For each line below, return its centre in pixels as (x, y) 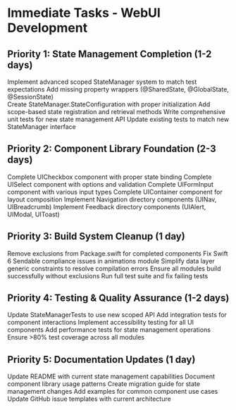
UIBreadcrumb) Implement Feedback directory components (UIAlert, (107, 206)
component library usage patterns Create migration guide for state (104, 384)
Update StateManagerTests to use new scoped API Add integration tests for (117, 315)
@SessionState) (31, 97)
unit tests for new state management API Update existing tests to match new (118, 119)
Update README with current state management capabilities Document (111, 377)
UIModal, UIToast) (33, 214)
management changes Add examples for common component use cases (113, 392)
